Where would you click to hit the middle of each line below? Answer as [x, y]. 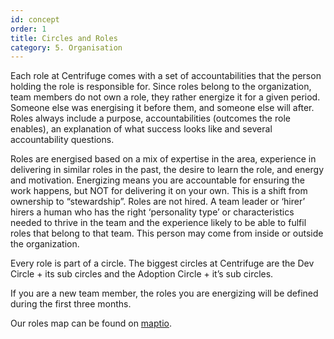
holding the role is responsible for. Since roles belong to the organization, [161, 87]
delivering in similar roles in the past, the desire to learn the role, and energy [167, 170]
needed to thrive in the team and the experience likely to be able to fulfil [158, 223]
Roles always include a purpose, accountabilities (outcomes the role [150, 118]
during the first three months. [71, 304]
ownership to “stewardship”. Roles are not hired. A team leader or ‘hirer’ [158, 202]
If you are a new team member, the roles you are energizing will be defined [164, 293]
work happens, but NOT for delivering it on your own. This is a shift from [159, 191]
